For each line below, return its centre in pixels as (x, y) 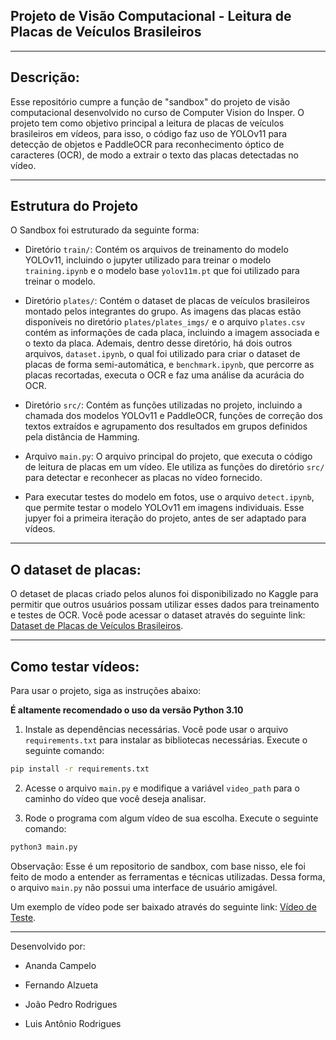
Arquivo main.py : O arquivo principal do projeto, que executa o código (168, 456)
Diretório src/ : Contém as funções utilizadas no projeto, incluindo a (163, 405)
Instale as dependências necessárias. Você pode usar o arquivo (156, 730)
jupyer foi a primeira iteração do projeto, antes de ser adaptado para (165, 518)
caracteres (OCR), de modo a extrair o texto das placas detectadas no (154, 155)
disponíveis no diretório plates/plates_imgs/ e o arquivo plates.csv (165, 322)
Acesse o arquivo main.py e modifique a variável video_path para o (162, 788)
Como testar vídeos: (75, 666)
